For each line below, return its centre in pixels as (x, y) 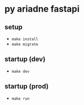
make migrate (25, 44)
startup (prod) (27, 86)
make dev (21, 71)
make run (21, 99)
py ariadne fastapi (42, 9)
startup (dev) (25, 59)
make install (25, 39)
